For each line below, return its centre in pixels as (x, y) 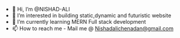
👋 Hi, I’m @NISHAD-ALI (41, 9)
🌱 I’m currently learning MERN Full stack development (79, 22)
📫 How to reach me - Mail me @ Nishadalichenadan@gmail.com (93, 28)
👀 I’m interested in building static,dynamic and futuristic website (92, 15)
